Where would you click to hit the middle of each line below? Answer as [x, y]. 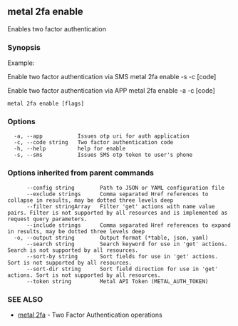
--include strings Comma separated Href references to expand [129, 225]
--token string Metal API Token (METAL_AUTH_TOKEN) [117, 281]
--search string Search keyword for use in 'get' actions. [127, 244]
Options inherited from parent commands [81, 173]
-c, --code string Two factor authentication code [94, 143]
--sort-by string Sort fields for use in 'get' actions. [122, 256]
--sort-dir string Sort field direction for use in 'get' [122, 269]
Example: [21, 63]
